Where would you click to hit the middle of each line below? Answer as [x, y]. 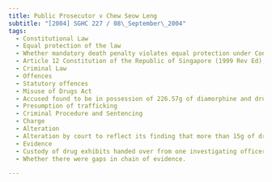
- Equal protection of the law [68, 46]
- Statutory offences [52, 83]
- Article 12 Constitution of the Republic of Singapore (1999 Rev [132, 61]
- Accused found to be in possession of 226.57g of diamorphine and [134, 99]
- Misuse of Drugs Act [54, 91]
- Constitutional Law [52, 38]
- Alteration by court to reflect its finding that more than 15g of [135, 136]
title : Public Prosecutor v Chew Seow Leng [83, 16]
